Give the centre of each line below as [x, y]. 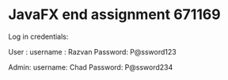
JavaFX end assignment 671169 [114, 15]
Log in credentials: [38, 36]
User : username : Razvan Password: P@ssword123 [92, 51]
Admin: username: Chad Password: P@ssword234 [91, 67]
